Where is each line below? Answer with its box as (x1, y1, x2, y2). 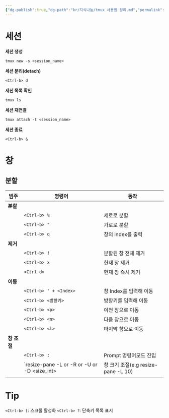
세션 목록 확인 (5, 87, 32, 93)
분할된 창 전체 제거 (104, 250, 145, 257)
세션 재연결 (5, 107, 27, 113)
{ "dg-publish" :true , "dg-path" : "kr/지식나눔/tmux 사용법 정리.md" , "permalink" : (5, 7, 165, 13)
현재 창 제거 (104, 259, 130, 266)
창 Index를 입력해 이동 (104, 287, 153, 294)
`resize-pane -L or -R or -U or (24, 361, 98, 368)
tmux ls (5, 97, 22, 102)
